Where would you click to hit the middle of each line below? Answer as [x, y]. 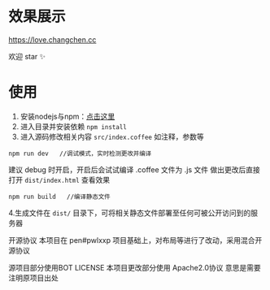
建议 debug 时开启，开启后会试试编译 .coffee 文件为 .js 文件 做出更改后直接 [134, 169]
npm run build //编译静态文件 [60, 197]
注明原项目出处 [33, 278]
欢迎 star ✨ [27, 56]
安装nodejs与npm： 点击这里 [67, 116]
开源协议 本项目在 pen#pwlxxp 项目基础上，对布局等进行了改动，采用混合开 [135, 240]
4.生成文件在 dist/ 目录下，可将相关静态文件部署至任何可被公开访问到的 [130, 213]
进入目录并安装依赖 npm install [74, 126]
